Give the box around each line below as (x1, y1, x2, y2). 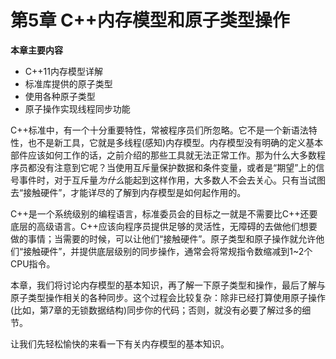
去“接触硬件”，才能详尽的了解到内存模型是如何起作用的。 (10, 186, 247, 198)
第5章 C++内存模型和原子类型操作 (10, 9, 290, 32)
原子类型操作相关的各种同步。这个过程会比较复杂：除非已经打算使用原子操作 (10, 291, 326, 303)
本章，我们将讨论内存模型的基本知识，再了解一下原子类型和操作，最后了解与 (10, 279, 326, 291)
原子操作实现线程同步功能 (24, 102, 131, 115)
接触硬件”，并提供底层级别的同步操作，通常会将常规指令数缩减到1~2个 (23, 245, 313, 257)
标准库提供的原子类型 (24, 77, 113, 90)
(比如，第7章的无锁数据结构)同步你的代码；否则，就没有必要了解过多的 (10, 304, 303, 316)
